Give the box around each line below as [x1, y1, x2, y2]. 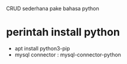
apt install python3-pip [14, 45, 70, 52]
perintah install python [6, 26, 120, 39]
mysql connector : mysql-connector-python [14, 51, 121, 58]
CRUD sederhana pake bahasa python [6, 5, 99, 12]
